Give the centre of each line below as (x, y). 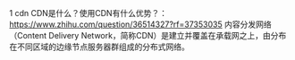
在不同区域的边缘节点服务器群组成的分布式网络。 (99, 47)
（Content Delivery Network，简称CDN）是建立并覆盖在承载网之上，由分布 (148, 35)
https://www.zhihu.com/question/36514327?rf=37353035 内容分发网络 (140, 24)
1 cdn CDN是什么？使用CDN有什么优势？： (88, 13)
